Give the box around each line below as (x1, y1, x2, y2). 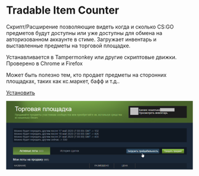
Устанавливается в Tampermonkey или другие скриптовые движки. (6, 53, 177, 60)
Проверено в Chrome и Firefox (6, 60, 83, 67)
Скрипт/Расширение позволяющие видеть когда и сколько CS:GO (6, 23, 174, 30)
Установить (6, 89, 36, 96)
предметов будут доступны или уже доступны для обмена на (6, 29, 163, 36)
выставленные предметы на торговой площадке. (6, 42, 131, 49)
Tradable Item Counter (6, 4, 120, 17)
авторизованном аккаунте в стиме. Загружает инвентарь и (6, 36, 157, 43)
